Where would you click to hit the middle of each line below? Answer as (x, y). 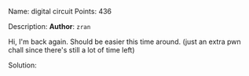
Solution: (22, 65)
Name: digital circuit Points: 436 (60, 11)
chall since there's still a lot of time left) (71, 50)
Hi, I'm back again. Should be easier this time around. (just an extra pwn (124, 42)
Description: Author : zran (49, 26)
